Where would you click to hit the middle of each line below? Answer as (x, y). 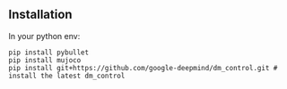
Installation (40, 15)
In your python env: (44, 36)
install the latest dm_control (67, 76)
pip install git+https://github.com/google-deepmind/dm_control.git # (143, 68)
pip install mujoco (45, 60)
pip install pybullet (49, 53)
